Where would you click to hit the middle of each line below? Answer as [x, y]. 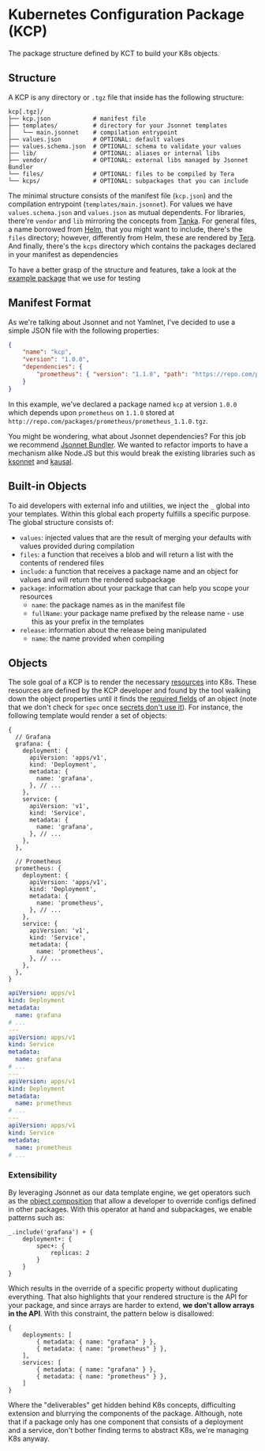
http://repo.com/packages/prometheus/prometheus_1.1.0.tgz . [108, 421]
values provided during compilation [77, 546]
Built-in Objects [47, 487]
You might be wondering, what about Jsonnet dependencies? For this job [127, 436]
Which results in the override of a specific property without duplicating [123, 1288]
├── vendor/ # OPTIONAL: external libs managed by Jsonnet [128, 160]
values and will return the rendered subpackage [97, 580]
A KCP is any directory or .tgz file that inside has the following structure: [126, 97]
